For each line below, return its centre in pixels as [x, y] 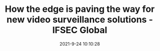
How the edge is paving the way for [80, 9]
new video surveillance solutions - [80, 20]
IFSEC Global [80, 30]
